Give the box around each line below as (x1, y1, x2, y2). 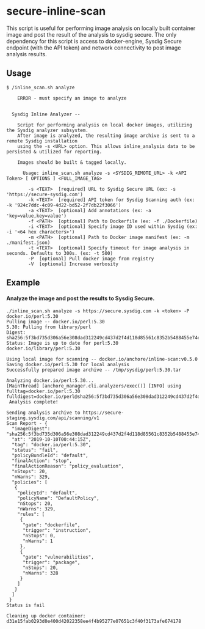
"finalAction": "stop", (12, 458, 72, 464)
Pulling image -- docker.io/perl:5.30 (6, 319, 105, 325)
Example (6, 278, 40, 288)
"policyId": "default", (17, 490, 78, 496)
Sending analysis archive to (6, 410, 81, 416)
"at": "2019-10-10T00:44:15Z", (12, 436, 92, 443)
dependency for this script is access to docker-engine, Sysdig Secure (6, 37, 182, 45)
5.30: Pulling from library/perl (6, 324, 92, 331)
